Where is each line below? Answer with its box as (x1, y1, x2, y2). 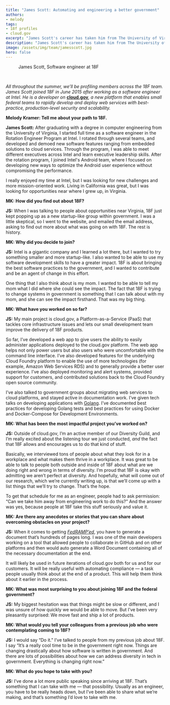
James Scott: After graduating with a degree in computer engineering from (6, 125, 162, 131)
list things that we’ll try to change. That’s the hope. (6, 483, 110, 489)
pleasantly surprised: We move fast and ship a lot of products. (6, 612, 135, 618)
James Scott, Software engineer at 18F (18, 64, 99, 70)
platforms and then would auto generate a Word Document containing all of (6, 545, 162, 551)
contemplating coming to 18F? (6, 627, 71, 633)
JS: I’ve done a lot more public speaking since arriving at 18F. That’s (6, 678, 148, 684)
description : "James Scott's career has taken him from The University (6, 40, 159, 46)
